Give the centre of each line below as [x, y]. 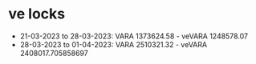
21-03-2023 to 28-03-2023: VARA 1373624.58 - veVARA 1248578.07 [134, 36]
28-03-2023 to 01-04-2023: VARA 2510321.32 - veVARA [113, 44]
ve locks [37, 14]
